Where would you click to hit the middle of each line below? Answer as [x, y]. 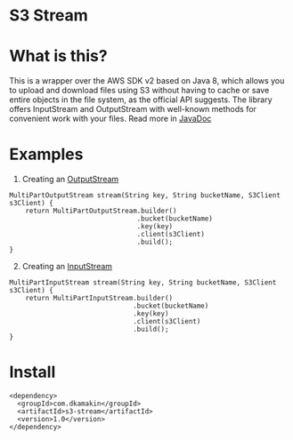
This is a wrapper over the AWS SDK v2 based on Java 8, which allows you [147, 81]
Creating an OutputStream [70, 180]
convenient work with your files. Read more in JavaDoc [110, 119]
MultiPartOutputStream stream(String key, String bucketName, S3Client [145, 196]
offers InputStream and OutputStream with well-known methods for [133, 109]
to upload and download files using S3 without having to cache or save [139, 91]
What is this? [59, 56]
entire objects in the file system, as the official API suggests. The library [141, 100]
